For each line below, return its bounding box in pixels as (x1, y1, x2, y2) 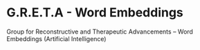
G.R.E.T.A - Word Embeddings (6, 5, 184, 21)
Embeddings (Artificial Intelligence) (6, 34, 107, 42)
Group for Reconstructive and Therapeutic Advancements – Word (6, 27, 193, 36)
